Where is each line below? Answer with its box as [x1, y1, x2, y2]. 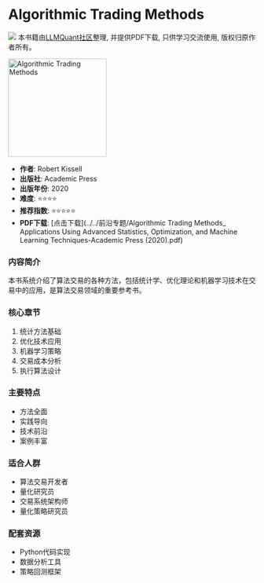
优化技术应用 [19, 336, 61, 346]
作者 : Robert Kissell [19, 163, 82, 174]
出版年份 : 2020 [19, 183, 69, 193]
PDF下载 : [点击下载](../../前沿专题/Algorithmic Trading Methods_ [19, 218, 226, 227]
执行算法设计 [19, 365, 61, 375]
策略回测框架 [19, 567, 61, 577]
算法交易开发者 [19, 477, 68, 486]
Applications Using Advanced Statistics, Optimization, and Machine [19, 226, 238, 236]
